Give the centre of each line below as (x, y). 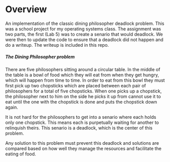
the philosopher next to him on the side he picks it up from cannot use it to (83, 96)
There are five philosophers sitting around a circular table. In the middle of (83, 69)
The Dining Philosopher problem (40, 56)
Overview (26, 9)
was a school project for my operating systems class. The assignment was (83, 28)
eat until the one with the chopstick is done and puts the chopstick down (81, 102)
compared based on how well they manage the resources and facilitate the (83, 148)
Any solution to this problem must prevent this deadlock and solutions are (82, 143)
